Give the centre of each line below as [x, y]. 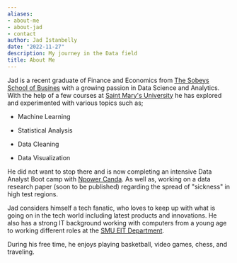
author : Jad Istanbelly [42, 40]
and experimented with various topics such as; [75, 103]
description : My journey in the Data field [73, 54]
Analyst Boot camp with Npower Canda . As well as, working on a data [109, 179]
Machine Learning [44, 116]
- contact [22, 34]
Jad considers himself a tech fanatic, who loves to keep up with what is [111, 208]
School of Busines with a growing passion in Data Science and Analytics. [114, 88]
